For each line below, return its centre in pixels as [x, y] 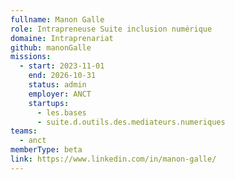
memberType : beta [46, 150]
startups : [49, 103]
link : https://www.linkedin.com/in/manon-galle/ [113, 159]
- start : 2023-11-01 [62, 66]
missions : [31, 57]
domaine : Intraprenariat [62, 38]
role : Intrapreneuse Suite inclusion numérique [111, 29]
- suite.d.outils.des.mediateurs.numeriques [131, 122]
